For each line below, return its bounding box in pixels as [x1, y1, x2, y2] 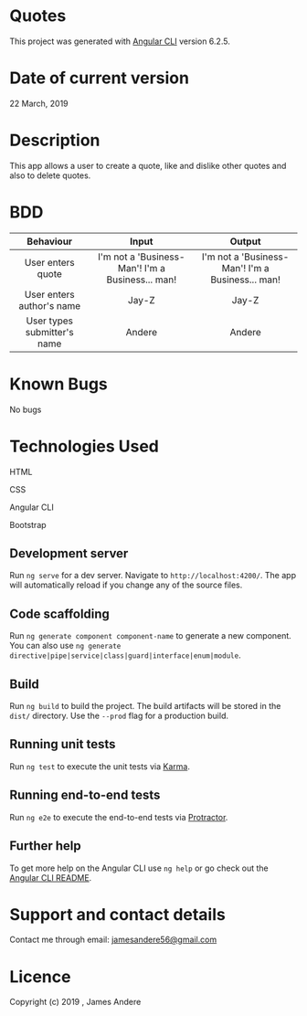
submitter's [25, 325, 75, 338]
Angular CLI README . [9, 872, 92, 883]
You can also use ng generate [9, 640, 122, 651]
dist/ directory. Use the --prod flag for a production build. [9, 710, 228, 722]
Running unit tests [9, 736, 116, 752]
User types [26, 314, 74, 327]
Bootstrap [9, 519, 48, 530]
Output [229, 235, 261, 248]
